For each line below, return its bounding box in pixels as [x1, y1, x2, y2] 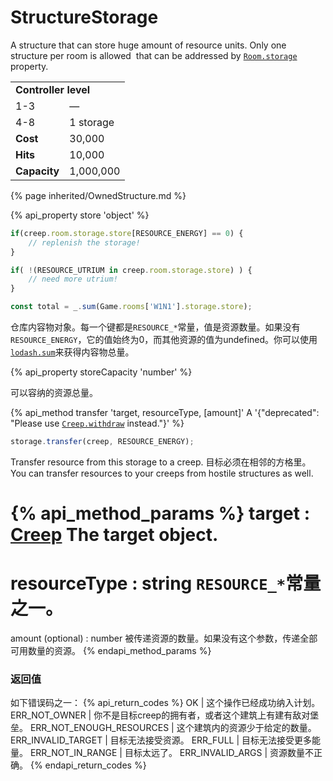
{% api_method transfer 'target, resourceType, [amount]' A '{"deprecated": [10, 407, 320, 419]
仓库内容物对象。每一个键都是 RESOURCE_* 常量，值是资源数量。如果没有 [10, 321, 301, 333]
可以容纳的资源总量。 [10, 387, 98, 399]
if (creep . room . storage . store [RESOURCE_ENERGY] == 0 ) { [10, 228, 244, 238]
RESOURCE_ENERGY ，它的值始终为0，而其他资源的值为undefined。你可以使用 [10, 334, 318, 346]
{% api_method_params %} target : [10, 502, 311, 525]
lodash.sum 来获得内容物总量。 [10, 346, 135, 358]
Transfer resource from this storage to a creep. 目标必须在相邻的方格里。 [10, 456, 312, 468]
